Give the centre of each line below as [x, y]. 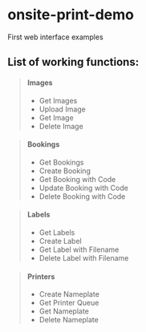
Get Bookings [61, 162]
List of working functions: [73, 62]
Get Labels [57, 232]
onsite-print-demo [71, 15]
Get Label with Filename [79, 249]
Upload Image [62, 109]
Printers [41, 276]
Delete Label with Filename [84, 257]
